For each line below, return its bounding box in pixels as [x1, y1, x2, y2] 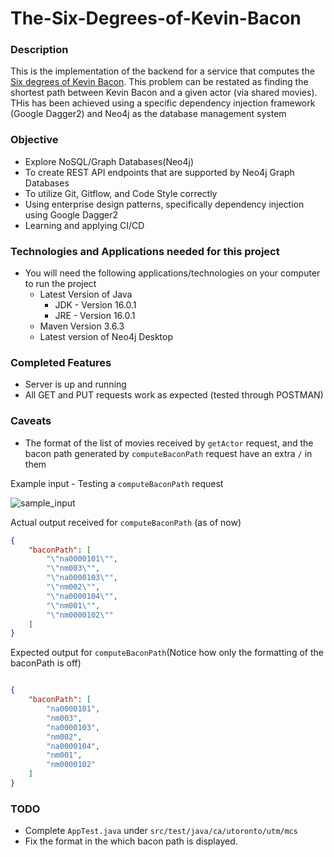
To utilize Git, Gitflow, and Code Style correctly [24, 187, 218, 199]
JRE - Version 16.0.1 [54, 310, 136, 322]
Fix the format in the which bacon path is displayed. [24, 835, 238, 847]
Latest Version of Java [39, 288, 133, 301]
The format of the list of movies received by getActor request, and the [24, 437, 314, 449]
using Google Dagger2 [24, 208, 119, 221]
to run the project [24, 278, 97, 290]
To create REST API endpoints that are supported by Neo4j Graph [24, 166, 295, 178]
